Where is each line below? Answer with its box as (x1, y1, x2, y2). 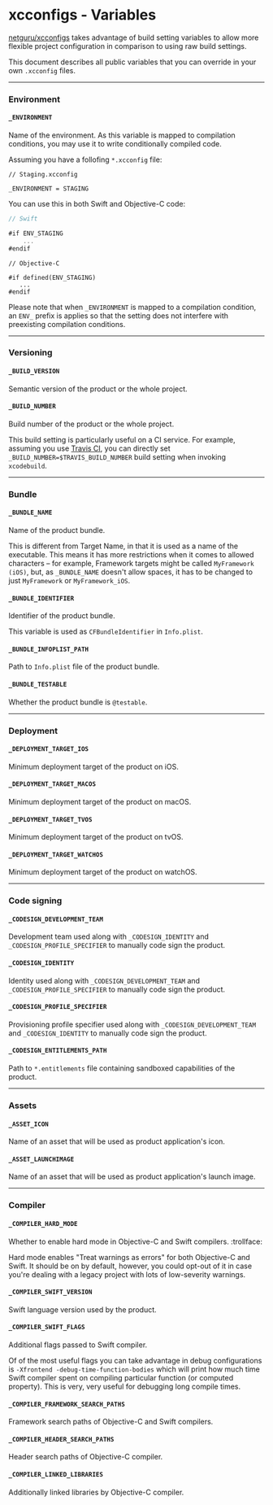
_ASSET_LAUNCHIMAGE (8, 1155, 75, 1163)
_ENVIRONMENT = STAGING (8, 185, 89, 193)
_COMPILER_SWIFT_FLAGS (8, 1324, 85, 1332)
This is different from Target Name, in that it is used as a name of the (8, 541, 238, 551)
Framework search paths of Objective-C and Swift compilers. (8, 1417, 214, 1427)
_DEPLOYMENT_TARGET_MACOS (8, 780, 96, 788)
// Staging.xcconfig (8, 171, 79, 179)
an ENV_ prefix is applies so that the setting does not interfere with (8, 311, 229, 321)
